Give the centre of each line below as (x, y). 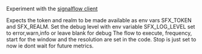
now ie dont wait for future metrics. (50, 46)
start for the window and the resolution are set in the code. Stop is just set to (101, 39)
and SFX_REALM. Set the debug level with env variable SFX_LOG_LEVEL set (101, 27)
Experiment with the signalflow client (52, 9)
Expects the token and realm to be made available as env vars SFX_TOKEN (99, 20)
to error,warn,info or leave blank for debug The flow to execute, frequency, (99, 33)
